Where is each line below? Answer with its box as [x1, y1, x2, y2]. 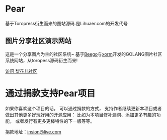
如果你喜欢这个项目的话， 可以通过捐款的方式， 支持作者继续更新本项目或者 [5, 105, 162, 111]
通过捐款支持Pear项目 [5, 87, 96, 99]
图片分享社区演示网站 [5, 36, 71, 45]
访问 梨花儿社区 [5, 68, 38, 74]
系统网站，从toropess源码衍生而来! [5, 57, 78, 63]
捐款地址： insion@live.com [5, 128, 61, 134]
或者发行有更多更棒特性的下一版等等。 [15, 118, 95, 124]
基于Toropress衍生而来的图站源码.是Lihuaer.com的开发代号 [5, 20, 128, 26]
